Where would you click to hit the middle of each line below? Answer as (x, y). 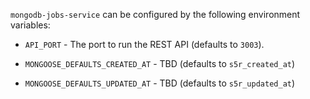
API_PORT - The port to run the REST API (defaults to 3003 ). (144, 44)
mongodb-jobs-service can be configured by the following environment (155, 14)
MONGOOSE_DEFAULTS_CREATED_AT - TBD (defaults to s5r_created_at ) (160, 63)
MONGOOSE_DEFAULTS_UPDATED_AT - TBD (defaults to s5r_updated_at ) (160, 83)
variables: (30, 25)
